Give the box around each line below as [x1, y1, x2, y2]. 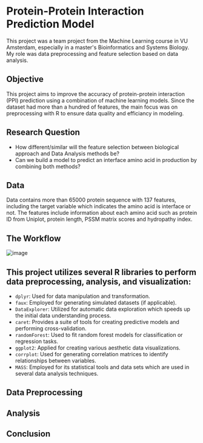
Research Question [6, 127, 81, 138]
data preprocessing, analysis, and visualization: [6, 276, 191, 286]
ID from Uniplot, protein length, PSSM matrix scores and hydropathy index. [6, 215, 193, 223]
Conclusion [6, 429, 51, 439]
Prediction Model [6, 17, 95, 31]
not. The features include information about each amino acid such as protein [6, 209, 198, 217]
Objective [6, 74, 44, 84]
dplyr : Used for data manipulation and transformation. [15, 293, 150, 300]
